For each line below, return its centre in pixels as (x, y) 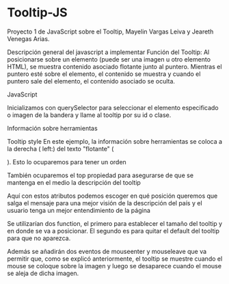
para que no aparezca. (39, 238)
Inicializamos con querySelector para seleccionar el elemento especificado (113, 107)
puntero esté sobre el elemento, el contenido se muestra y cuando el (104, 74)
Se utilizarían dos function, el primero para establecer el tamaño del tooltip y (115, 223)
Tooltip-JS (37, 13)
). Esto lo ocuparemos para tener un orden (67, 162)
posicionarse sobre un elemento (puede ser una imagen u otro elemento (109, 59)
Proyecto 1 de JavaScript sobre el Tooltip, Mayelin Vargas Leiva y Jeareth (110, 31)
